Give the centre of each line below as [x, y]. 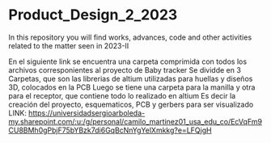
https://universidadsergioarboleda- [87, 113]
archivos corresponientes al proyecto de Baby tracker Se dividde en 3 [125, 69]
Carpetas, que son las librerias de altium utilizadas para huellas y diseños [131, 78]
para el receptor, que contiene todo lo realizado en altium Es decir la [122, 95]
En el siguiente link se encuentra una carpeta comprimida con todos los [128, 61]
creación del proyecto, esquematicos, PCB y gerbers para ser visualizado [131, 104]
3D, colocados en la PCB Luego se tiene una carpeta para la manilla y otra [132, 87]
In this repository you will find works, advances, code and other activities [130, 37]
